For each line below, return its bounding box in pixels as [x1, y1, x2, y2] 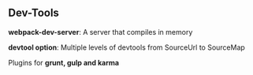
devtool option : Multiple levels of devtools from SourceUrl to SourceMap [8, 43, 246, 52]
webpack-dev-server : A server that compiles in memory [8, 27, 193, 36]
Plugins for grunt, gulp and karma [8, 58, 120, 67]
